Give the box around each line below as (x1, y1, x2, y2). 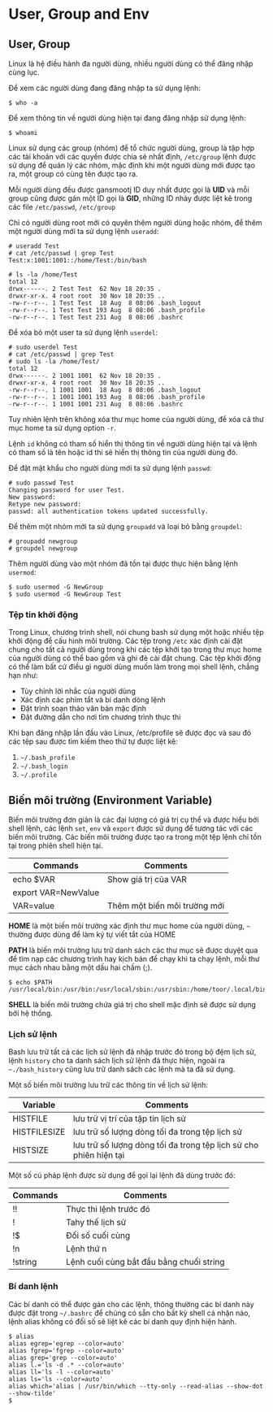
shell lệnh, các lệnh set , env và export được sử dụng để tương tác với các (8, 823, 253, 833)
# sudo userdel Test (8, 343, 79, 351)
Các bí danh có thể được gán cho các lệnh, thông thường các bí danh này (8, 1299, 254, 1309)
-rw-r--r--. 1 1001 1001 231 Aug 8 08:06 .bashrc (8, 400, 184, 408)
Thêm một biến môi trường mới (106, 900, 225, 911)
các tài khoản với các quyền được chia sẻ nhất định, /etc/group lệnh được (8, 152, 256, 161)
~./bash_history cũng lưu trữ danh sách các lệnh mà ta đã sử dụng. (8, 1064, 236, 1074)
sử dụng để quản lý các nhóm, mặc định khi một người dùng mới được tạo (8, 160, 256, 170)
